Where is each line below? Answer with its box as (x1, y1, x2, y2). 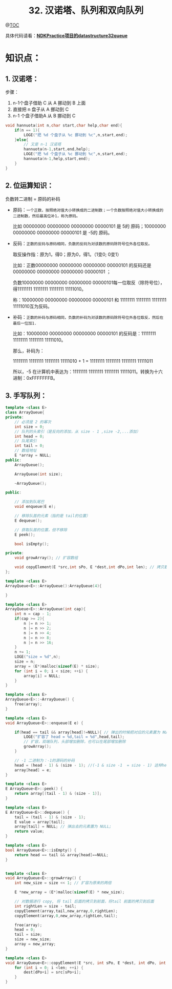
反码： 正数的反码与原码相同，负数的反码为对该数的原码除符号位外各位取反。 (12, 240, 153, 246)
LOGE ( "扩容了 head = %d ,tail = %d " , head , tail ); (24, 734, 125, 739)
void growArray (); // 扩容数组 (14, 555, 78, 561)
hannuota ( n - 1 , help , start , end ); (24, 156, 91, 161)
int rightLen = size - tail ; (14, 903, 77, 909)
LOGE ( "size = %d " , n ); (14, 654, 60, 660)
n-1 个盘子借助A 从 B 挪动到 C (12, 112, 76, 118)
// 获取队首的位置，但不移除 (14, 527, 68, 532)
